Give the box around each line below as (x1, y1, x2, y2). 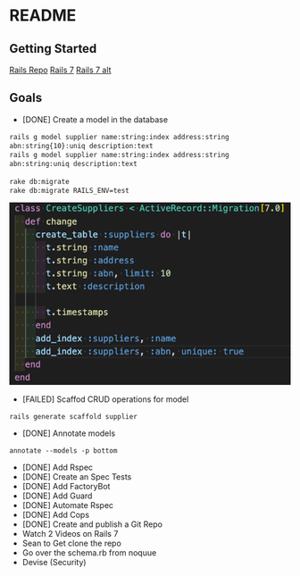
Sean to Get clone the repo (21, 538, 122, 548)
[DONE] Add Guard (21, 490, 93, 501)
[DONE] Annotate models (21, 428, 116, 438)
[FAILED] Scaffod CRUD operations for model (21, 394, 189, 405)
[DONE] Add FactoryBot (21, 480, 111, 491)
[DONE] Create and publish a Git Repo (21, 519, 163, 530)
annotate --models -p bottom (9, 446, 118, 455)
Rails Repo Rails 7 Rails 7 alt (9, 64, 112, 75)
